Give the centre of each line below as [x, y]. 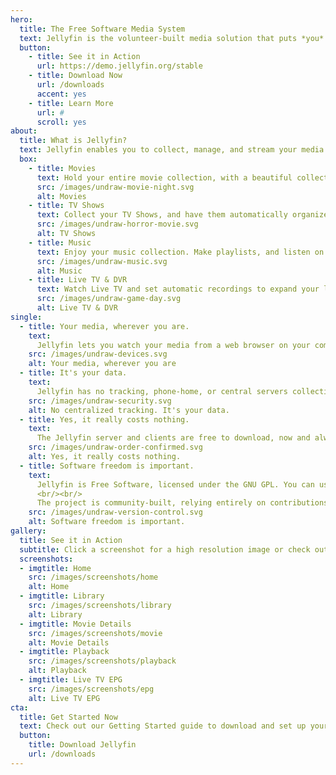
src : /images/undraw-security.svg [100, 401]
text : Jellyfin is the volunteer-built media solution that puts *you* [172, 38]
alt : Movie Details [69, 642]
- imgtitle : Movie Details [75, 624]
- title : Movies [62, 168]
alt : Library [55, 614]
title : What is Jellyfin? [73, 141]
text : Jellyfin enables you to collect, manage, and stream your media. [174, 150]
